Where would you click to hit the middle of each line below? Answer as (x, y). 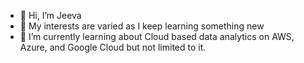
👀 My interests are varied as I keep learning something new (142, 26)
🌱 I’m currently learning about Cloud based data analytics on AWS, (157, 36)
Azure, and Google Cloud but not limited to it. (113, 47)
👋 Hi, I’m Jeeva (50, 15)
